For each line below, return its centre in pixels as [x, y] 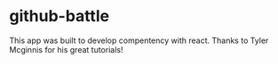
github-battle [59, 16]
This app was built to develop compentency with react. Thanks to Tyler [139, 40]
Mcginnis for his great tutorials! [66, 49]
